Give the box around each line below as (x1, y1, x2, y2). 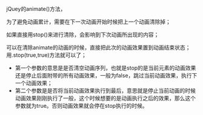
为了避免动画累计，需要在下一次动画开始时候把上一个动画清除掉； (6, 18, 171, 25)
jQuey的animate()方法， (6, 5, 66, 12)
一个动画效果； (15, 79, 53, 87)
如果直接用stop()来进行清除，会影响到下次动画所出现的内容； (6, 31, 159, 38)
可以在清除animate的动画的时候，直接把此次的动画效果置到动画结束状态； (6, 44, 191, 51)
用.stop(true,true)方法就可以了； (6, 51, 87, 59)
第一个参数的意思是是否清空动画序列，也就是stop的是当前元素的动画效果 (15, 64, 196, 71)
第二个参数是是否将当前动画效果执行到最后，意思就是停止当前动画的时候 (15, 87, 196, 94)
